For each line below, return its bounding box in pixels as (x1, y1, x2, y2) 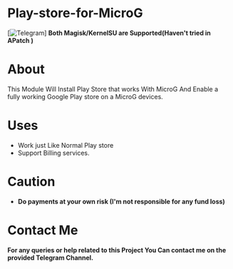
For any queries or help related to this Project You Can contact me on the (7, 245, 227, 254)
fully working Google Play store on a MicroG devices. (7, 92, 164, 101)
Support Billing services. (17, 148, 90, 157)
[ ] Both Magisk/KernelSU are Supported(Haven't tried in (7, 29, 212, 37)
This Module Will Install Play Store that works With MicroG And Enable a (7, 84, 219, 93)
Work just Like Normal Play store (17, 141, 114, 149)
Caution (7, 173, 56, 190)
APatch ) (7, 36, 34, 44)
